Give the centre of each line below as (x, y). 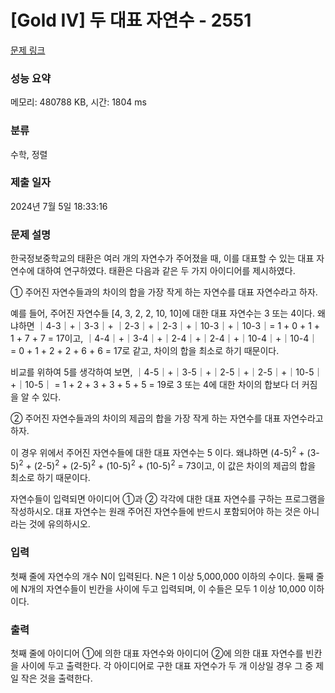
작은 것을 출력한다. (56, 678)
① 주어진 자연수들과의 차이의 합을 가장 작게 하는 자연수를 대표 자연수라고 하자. (164, 292)
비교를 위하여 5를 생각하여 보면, (71, 372)
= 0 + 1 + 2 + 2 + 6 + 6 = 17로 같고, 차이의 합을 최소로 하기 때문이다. (145, 351)
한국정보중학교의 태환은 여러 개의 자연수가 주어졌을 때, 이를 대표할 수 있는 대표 (162, 258)
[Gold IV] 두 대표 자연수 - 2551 (131, 20)
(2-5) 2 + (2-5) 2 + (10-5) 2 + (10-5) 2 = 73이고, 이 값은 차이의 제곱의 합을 (175, 464)
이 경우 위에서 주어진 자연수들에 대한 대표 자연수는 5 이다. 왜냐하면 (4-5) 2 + (157, 451)
